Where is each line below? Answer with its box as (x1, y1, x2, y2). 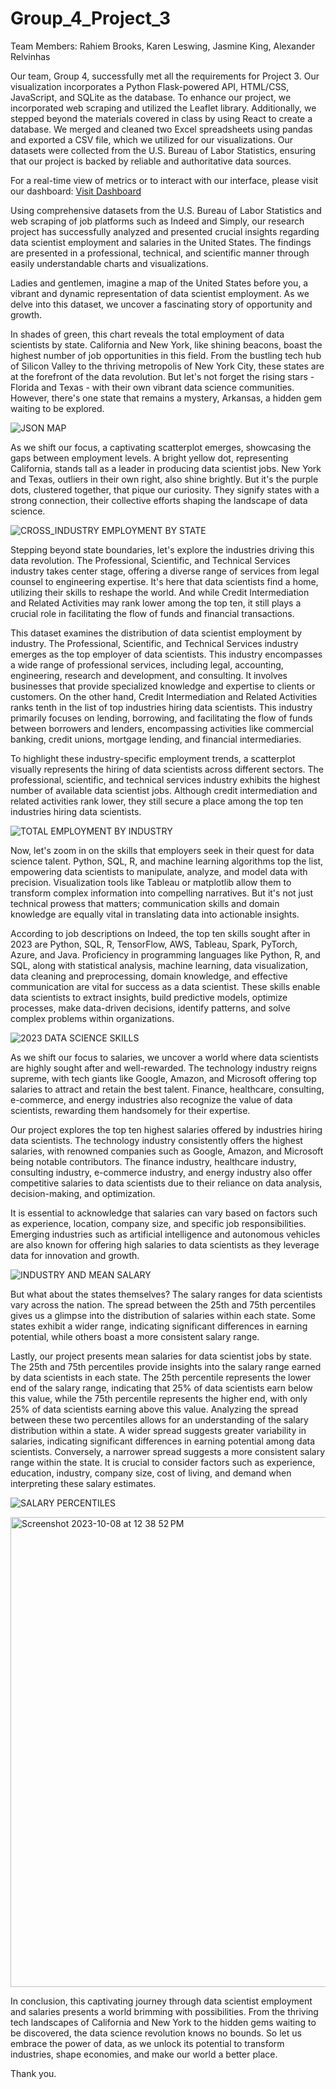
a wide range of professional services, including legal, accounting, (10, 658, 284, 671)
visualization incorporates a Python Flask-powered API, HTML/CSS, (10, 80, 290, 92)
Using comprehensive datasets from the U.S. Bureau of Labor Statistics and (10, 204, 322, 216)
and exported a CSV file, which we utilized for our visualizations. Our (10, 133, 293, 146)
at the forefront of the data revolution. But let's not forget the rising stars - (10, 370, 315, 382)
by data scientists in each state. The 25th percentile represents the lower (10, 1371, 312, 1383)
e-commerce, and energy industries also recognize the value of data (10, 1093, 293, 1106)
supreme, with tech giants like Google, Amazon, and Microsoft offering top (10, 1072, 317, 1084)
